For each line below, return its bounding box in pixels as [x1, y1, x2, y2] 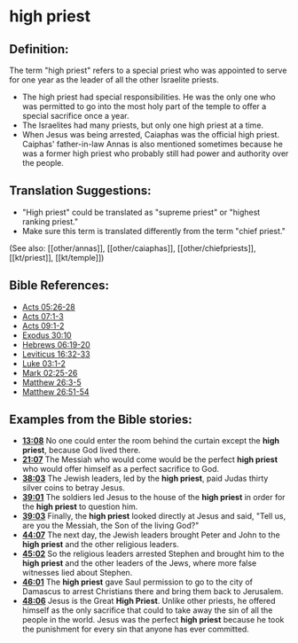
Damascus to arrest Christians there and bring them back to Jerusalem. [21, 586, 284, 597]
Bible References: [9, 278, 109, 294]
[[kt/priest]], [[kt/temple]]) [9, 252, 105, 263]
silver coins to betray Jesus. [21, 482, 126, 493]
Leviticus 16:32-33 [21, 349, 90, 359]
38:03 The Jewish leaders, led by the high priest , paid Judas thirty [21, 473, 269, 484]
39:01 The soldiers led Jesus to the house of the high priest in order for [21, 492, 286, 503]
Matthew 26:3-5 [21, 377, 82, 388]
